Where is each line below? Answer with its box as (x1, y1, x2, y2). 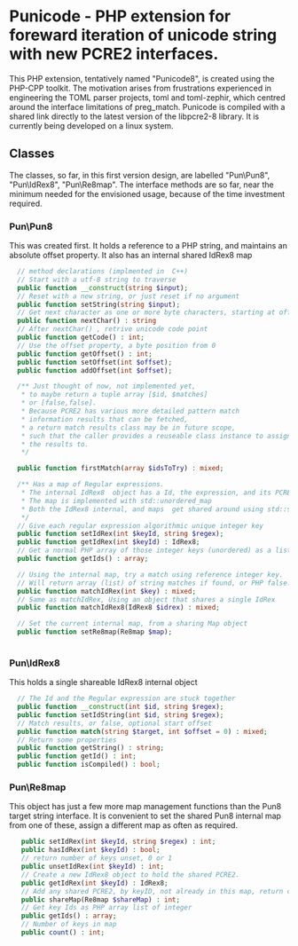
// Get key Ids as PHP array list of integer (20, 903, 192, 912)
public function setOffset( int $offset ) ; (17, 358, 173, 367)
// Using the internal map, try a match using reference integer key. (17, 570, 284, 579)
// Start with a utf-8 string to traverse (17, 275, 176, 284)
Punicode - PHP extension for (9, 6, 231, 27)
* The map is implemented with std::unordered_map (20, 496, 213, 505)
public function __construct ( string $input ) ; (17, 283, 189, 292)
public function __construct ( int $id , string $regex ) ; (17, 703, 224, 712)
